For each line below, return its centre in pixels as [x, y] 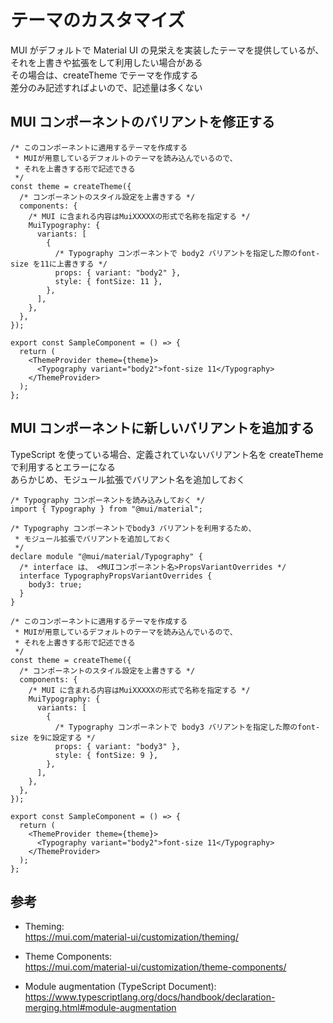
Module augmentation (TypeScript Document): [120, 987]
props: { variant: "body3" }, [118, 746]
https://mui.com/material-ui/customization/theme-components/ [155, 967]
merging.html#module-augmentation [100, 1008]
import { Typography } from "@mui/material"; [106, 509]
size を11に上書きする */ [59, 264]
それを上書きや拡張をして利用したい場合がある [106, 62]
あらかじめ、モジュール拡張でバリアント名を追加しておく [128, 479]
